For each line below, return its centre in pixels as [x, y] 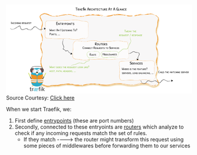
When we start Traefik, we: [39, 109]
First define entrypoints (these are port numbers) [74, 120]
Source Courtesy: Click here [40, 98]
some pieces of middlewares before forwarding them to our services [107, 146]
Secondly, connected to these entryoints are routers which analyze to [99, 127]
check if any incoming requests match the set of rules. [81, 133]
